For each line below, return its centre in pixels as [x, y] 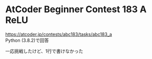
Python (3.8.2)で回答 [27, 40]
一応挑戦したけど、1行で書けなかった [44, 51]
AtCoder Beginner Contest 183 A [76, 9]
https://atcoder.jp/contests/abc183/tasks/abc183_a [59, 34]
